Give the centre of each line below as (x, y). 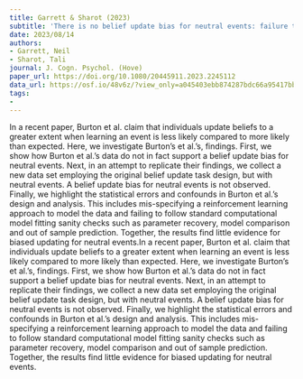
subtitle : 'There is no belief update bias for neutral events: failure (149, 26)
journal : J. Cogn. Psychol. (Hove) (76, 69)
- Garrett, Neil (40, 51)
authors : (26, 43)
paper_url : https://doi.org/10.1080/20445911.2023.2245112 (123, 77)
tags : (19, 93)
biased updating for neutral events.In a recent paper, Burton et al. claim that (150, 242)
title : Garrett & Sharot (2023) (70, 18)
